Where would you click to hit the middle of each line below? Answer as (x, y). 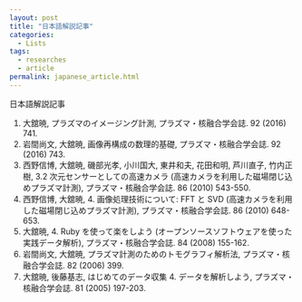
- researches (42, 60)
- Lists (32, 43)
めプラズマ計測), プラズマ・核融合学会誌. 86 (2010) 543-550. (136, 188)
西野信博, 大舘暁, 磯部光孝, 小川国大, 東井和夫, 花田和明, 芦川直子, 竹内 (154, 165)
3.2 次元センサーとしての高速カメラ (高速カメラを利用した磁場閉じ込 (164, 176)
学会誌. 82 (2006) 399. (81, 265)
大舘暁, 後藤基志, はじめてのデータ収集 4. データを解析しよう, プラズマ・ (158, 277)
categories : (32, 34)
